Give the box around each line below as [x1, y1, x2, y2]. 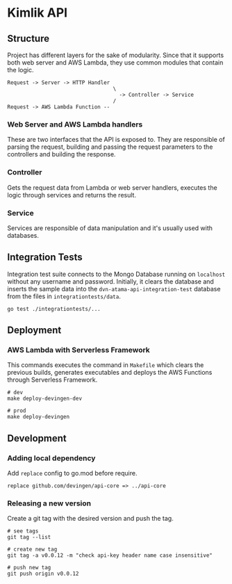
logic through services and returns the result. [7, 190, 137, 199]
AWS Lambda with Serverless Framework [7, 346, 151, 355]
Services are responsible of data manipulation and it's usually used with [7, 224, 213, 232]
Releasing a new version [7, 498, 92, 508]
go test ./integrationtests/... [7, 305, 101, 312]
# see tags [7, 528, 39, 535]
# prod [7, 407, 26, 414]
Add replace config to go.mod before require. [7, 469, 138, 478]
